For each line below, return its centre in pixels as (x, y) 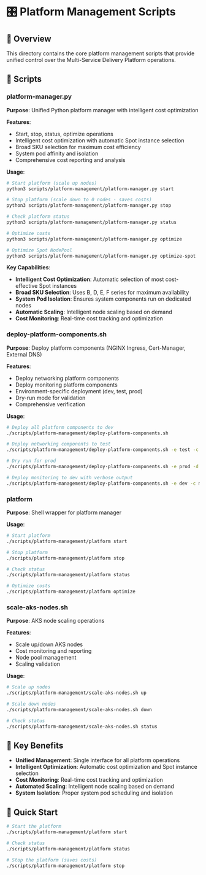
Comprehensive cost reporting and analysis (70, 160)
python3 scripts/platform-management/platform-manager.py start (90, 189)
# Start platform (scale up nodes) (52, 183)
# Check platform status (38, 217)
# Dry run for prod (31, 461)
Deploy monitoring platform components (66, 385)
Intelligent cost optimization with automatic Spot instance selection (100, 140)
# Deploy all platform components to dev (60, 427)
